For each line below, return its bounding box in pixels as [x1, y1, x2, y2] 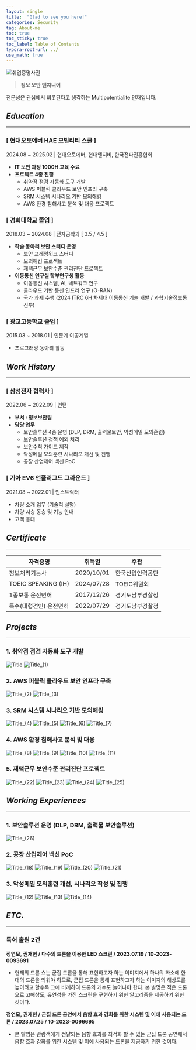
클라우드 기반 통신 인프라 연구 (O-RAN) [23, 287, 113, 294]
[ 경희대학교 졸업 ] [6, 216, 54, 224]
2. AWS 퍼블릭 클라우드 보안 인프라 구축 [6, 677, 111, 685]
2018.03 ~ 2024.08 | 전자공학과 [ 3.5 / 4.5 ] [6, 231, 108, 238]
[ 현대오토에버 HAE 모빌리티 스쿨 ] [6, 136, 96, 145]
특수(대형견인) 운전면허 [9, 601, 69, 610]
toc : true [6, 30, 30, 36]
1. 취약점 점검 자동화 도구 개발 [6, 648, 83, 656]
